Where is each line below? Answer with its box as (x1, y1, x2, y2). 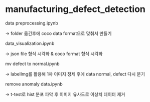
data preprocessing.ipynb (5, 20, 59, 26)
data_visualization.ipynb (5, 40, 55, 46)
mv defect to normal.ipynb (5, 60, 60, 66)
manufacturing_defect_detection (5, 3, 145, 15)
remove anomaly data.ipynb (5, 81, 63, 87)
